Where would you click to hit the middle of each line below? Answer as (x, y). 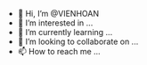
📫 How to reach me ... (59, 51)
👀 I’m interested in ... (55, 23)
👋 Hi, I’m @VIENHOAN (58, 14)
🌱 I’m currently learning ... (65, 32)
